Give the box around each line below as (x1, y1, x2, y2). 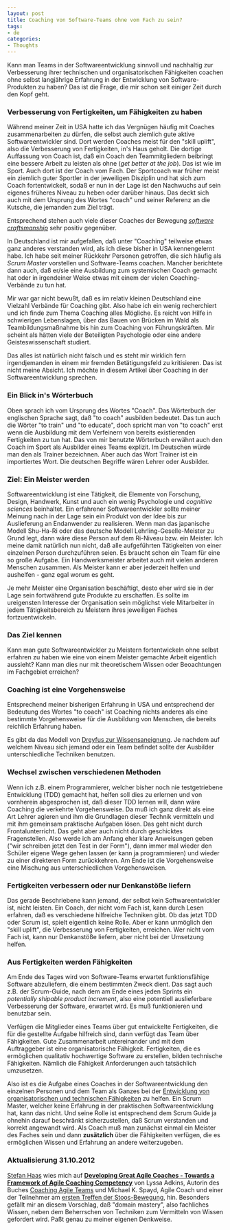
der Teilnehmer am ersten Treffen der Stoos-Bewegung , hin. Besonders (7, 1193, 209, 1201)
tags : (7, 23, 23, 30)
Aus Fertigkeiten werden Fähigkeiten (7, 957, 133, 967)
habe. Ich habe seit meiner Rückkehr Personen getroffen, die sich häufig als (7, 252, 222, 260)
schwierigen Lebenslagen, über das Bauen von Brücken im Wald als (7, 316, 199, 325)
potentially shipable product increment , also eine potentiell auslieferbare (7, 995, 212, 1003)
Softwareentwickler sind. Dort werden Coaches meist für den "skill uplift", (7, 138, 216, 146)
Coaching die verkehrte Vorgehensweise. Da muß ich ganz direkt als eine (7, 805, 215, 813)
